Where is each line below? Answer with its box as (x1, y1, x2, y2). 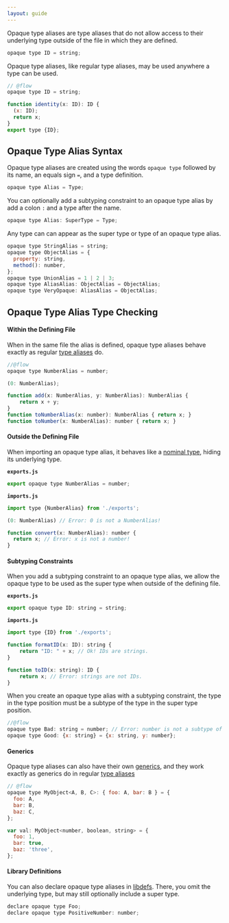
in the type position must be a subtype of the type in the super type (7, 699, 198, 707)
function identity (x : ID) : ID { (7, 101, 99, 108)
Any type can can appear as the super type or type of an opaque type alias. (7, 230, 221, 238)
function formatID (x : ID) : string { (7, 641, 112, 648)
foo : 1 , (13, 833, 36, 840)
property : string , (13, 255, 67, 262)
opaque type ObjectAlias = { (7, 249, 91, 256)
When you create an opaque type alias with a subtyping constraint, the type (7, 691, 221, 700)
